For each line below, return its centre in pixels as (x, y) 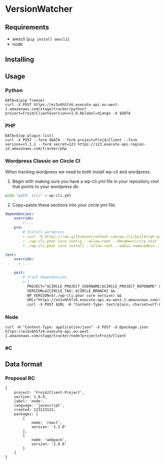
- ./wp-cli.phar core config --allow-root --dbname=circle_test (90, 241)
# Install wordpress (44, 232)
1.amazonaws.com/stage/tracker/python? (46, 109)
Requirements (27, 27)
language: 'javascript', (39, 406)
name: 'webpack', (49, 440)
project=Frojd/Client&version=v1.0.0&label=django (58, 113)
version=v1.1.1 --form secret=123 (41, 144)
